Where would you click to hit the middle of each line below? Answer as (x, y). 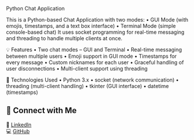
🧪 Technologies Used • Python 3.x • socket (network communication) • (93, 80)
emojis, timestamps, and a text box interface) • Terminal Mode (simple (91, 26)
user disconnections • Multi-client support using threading (77, 69)
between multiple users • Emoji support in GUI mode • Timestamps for (91, 56)
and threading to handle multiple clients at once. (64, 38)
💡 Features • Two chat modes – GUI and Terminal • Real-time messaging (94, 50)
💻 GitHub (18, 131)
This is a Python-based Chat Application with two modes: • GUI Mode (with (97, 20)
